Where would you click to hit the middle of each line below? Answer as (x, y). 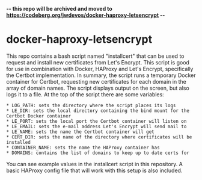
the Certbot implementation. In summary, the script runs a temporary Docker (101, 75)
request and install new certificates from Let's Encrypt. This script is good (98, 62)
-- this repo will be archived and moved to (59, 9)
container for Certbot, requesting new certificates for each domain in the (96, 81)
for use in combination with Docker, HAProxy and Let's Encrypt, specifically (100, 69)
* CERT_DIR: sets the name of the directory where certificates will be (99, 137)
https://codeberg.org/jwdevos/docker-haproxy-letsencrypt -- (86, 15)
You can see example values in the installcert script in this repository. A (95, 164)
